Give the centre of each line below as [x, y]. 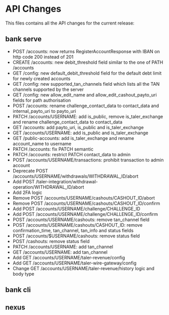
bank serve [23, 39]
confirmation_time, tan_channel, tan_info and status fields [73, 230]
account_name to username [42, 143]
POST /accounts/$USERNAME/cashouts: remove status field [76, 236]
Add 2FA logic [27, 192]
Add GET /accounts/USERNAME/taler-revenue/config [69, 257]
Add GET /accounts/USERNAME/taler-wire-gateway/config [74, 263]
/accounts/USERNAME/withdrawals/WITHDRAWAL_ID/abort [75, 176]
